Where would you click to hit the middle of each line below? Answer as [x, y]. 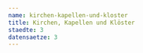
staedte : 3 [26, 30]
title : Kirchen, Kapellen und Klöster [71, 23]
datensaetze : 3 [33, 37]
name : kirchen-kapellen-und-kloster [68, 15]
